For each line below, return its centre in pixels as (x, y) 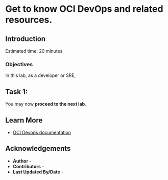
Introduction (26, 39)
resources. (29, 20)
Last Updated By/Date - (38, 172)
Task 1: (17, 92)
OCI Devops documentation (42, 132)
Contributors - (28, 166)
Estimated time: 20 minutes (34, 51)
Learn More (24, 120)
